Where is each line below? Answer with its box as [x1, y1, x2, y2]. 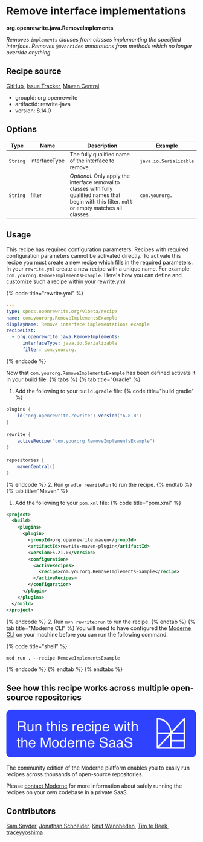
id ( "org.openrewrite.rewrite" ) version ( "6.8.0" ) [17, 413, 142, 419]
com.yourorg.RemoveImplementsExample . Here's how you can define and [6, 271, 182, 278]
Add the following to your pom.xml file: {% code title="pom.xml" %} [14, 499, 181, 506]
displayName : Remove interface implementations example [6, 321, 150, 327]
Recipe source [6, 66, 62, 77]
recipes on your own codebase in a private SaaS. [6, 788, 129, 795]
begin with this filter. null [69, 198, 133, 205]
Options [6, 124, 37, 135]
